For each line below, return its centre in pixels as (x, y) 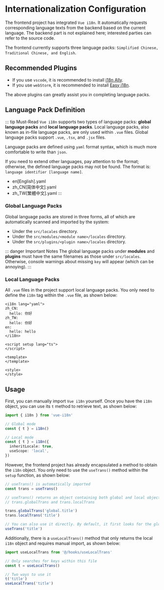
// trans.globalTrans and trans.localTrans (50, 502)
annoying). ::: (18, 267)
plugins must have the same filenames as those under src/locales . (73, 256)
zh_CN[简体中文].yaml (34, 187)
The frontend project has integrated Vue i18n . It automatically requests (76, 22)
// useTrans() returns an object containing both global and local (75, 497)
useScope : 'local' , (29, 451)
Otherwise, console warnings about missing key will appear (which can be (80, 261)
